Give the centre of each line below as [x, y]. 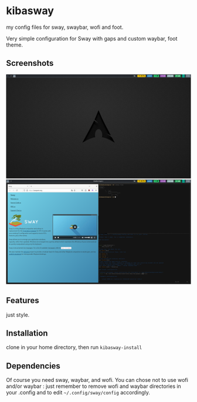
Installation [27, 333]
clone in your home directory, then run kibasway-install [74, 347]
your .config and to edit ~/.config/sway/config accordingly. [78, 393]
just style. [18, 315]
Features [23, 300]
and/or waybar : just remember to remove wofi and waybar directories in [94, 386]
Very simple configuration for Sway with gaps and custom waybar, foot [92, 38]
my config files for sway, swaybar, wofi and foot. [65, 27]
